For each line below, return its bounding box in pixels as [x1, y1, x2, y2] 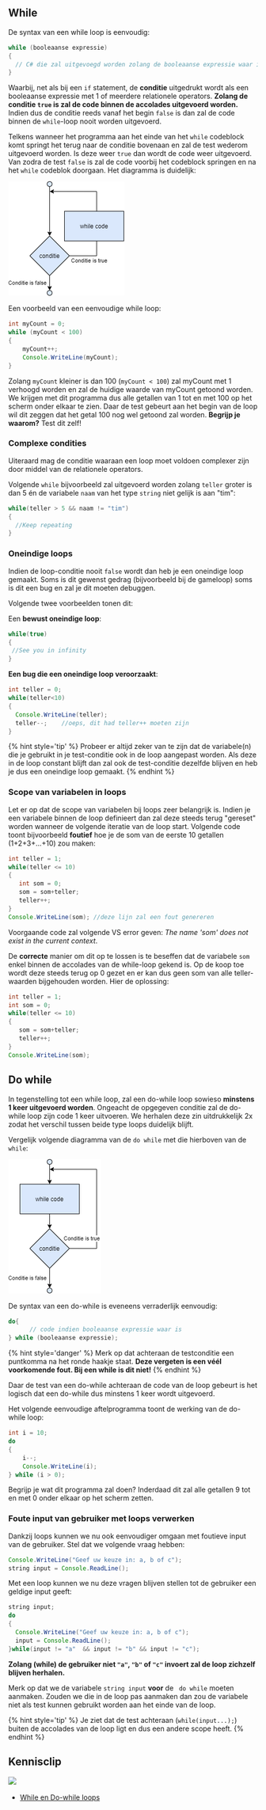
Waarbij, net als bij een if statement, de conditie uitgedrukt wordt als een [8, 83, 249, 93]
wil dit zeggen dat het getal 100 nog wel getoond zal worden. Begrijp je [8, 409, 241, 419]
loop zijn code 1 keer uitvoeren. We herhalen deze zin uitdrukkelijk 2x [27, 1111, 253, 1120]
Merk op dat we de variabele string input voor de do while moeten [8, 1683, 234, 1693]
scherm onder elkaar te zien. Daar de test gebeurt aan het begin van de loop [8, 401, 258, 411]
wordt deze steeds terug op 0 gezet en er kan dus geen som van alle [8, 968, 233, 977]
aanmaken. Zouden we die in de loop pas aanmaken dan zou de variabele [8, 1691, 249, 1701]
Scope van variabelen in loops [8, 787, 127, 798]
